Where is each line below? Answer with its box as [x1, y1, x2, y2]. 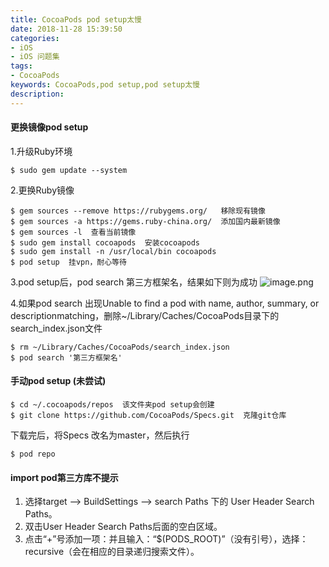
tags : [10, 61, 33, 71]
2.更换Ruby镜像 [10, 184, 75, 196]
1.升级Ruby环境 [10, 145, 73, 157]
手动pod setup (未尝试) [10, 375, 107, 387]
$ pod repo [10, 449, 56, 460]
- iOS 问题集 [10, 52, 60, 62]
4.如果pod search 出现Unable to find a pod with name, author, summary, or [10, 297, 320, 309]
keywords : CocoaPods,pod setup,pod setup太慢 [10, 80, 200, 90]
